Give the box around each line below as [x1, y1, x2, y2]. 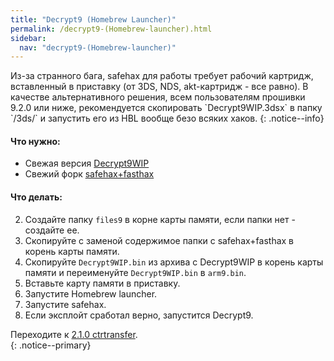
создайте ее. [24, 224, 80, 236]
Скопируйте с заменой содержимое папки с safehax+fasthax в [24, 234, 295, 246]
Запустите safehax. [24, 298, 107, 310]
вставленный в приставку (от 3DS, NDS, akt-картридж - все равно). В [10, 81, 309, 93]
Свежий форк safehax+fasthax [24, 168, 155, 180]
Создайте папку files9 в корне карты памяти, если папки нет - [24, 213, 296, 225]
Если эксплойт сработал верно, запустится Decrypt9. [24, 309, 254, 321]
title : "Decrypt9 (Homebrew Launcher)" [10, 14, 177, 25]
